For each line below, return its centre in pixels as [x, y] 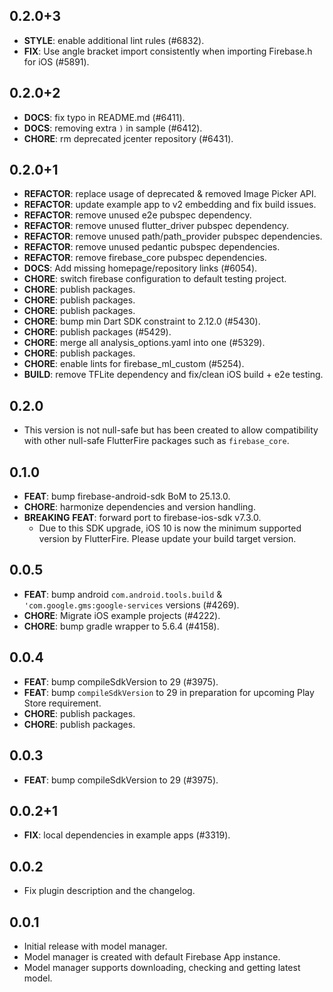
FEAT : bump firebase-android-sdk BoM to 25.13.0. [127, 496]
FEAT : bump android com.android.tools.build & [123, 594]
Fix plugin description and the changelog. [109, 891]
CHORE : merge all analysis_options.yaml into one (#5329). [144, 343]
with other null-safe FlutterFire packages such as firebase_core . [156, 441]
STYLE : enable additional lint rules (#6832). [114, 40]
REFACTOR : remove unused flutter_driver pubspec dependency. [156, 226]
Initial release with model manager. [95, 946]
